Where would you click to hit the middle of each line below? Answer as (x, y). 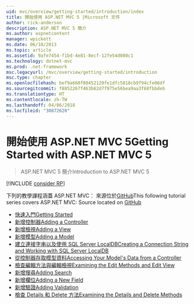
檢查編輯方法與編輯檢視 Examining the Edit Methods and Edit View (95, 265)
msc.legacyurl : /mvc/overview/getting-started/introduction (82, 72)
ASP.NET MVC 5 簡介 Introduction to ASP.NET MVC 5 (85, 172)
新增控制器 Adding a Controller (51, 222)
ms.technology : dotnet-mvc (39, 61)
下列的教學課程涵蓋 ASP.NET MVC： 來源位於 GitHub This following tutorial (96, 196)
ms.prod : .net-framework (37, 67)
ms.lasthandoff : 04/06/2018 (41, 105)
